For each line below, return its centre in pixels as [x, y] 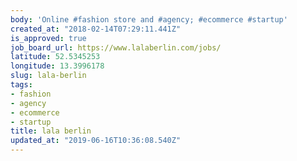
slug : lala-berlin [48, 76]
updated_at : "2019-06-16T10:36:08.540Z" [96, 141]
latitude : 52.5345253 [55, 57]
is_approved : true [48, 38]
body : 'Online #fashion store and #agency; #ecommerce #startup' [149, 19]
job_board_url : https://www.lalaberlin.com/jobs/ [116, 47]
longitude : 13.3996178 [57, 66]
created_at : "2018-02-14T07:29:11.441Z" [96, 29]
